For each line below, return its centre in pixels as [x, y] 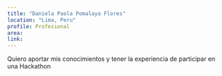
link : [15, 39]
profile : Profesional [39, 26]
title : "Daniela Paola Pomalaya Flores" [67, 13]
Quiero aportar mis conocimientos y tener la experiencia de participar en [111, 59]
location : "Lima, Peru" [42, 20]
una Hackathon [29, 66]
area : [15, 33]
